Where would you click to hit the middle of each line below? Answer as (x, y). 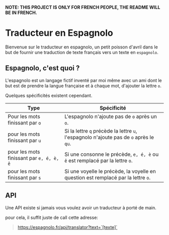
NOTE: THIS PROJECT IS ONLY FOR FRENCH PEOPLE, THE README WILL (83, 7)
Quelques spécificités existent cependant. (49, 95)
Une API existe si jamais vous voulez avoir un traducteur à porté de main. (81, 208)
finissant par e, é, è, (33, 158)
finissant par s (24, 178)
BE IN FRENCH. (21, 13)
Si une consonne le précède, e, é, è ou (112, 154)
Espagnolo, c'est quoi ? (43, 68)
